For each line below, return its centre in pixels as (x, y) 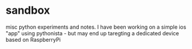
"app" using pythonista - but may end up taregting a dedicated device (92, 33)
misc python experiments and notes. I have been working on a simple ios (96, 27)
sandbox (28, 10)
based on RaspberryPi (33, 39)
